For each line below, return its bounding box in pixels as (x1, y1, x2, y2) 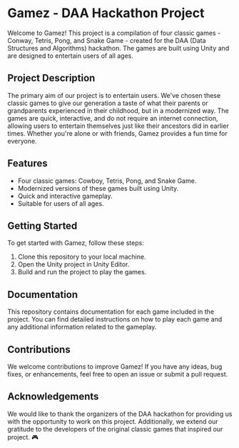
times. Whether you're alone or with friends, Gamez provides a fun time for (7, 129, 228, 137)
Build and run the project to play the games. (17, 268, 147, 277)
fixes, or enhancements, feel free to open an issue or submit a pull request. (7, 370, 228, 378)
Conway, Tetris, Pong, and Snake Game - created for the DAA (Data (7, 36, 206, 44)
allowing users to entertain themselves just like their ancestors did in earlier (7, 121, 230, 130)
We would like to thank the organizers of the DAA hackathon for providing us (7, 409, 233, 418)
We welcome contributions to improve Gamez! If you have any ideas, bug (7, 362, 223, 371)
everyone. (7, 136, 37, 145)
